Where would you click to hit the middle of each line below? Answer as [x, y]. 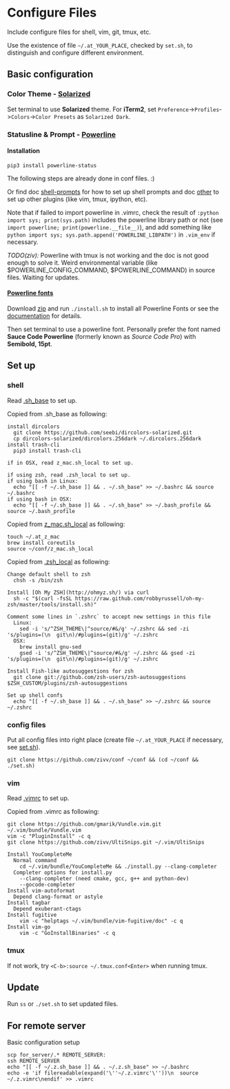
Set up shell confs [35, 695]
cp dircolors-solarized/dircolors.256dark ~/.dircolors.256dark [107, 438]
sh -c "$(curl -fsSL [43, 598]
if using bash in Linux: [43, 481]
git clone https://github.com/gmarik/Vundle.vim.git [84, 824]
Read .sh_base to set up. [42, 400]
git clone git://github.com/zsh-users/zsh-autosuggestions [100, 677]
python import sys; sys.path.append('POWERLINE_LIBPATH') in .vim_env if [111, 234]
